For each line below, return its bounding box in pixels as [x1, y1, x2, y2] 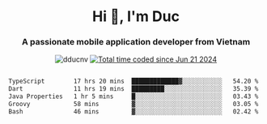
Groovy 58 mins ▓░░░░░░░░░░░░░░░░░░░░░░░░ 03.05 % [8, 100, 259, 109]
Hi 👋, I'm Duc [91, 7, 180, 26]
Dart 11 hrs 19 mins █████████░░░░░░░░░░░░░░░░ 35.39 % [8, 85, 259, 93]
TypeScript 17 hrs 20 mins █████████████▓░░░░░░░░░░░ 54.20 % [8, 77, 259, 86]
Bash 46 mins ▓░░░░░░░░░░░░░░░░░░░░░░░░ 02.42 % [8, 107, 259, 116]
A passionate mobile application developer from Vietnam [21, 36, 251, 48]
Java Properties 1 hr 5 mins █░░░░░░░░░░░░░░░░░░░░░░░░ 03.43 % [8, 92, 259, 100]
